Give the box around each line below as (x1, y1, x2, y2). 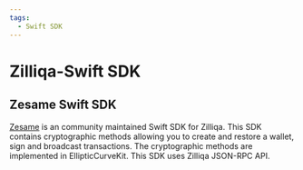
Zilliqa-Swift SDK (9, 61, 142, 82)
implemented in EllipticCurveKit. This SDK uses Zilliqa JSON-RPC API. (9, 150, 270, 161)
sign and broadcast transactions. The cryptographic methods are (9, 140, 253, 151)
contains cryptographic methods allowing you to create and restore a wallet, (9, 131, 295, 142)
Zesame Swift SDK (9, 97, 117, 113)
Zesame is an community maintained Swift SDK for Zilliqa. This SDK (9, 121, 262, 132)
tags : (9, 13, 30, 23)
